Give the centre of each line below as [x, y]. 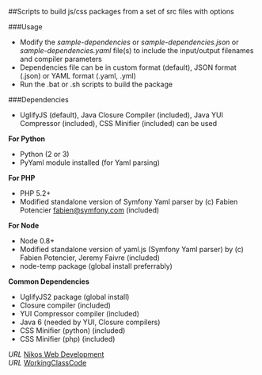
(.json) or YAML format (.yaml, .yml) [78, 76]
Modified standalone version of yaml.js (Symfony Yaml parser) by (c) [131, 249]
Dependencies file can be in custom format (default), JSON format [128, 67]
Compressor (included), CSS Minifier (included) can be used [118, 123]
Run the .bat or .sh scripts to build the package [96, 84]
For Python [27, 139]
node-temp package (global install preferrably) [96, 266]
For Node [24, 226]
